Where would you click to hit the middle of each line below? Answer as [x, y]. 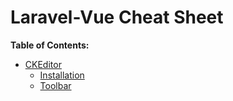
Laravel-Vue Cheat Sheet [117, 17]
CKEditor [43, 64]
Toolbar [55, 85]
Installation [62, 75]
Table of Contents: [50, 45]
